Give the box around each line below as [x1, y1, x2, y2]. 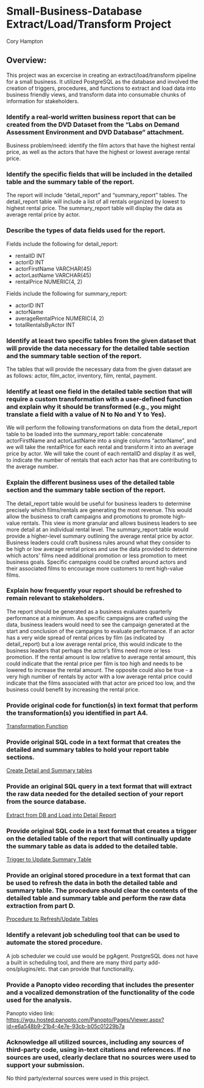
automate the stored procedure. [6, 938, 103, 947]
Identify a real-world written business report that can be [6, 112, 176, 121]
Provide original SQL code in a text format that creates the [6, 738, 181, 747]
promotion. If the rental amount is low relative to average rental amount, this [6, 653, 197, 660]
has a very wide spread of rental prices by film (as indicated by [6, 633, 164, 641]
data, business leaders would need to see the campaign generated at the [6, 621, 190, 628]
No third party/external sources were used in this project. [6, 1075, 150, 1082]
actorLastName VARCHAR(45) [15, 271, 91, 279]
